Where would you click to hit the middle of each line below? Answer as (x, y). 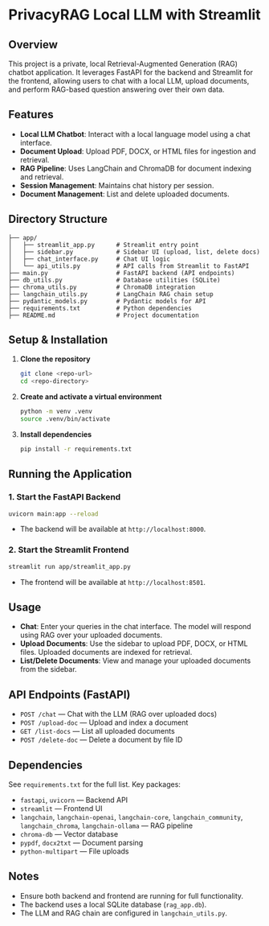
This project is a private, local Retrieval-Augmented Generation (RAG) (123, 64)
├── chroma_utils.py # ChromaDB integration (102, 287)
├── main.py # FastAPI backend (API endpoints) (122, 273)
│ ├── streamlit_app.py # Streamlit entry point (104, 245)
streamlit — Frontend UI (61, 808)
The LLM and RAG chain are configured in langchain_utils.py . (123, 913)
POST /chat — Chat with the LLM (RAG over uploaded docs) (118, 714)
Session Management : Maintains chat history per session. (117, 185)
